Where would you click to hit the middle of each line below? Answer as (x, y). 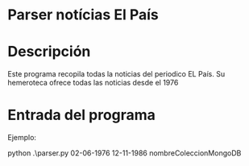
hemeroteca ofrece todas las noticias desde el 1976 (93, 83)
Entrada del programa (82, 115)
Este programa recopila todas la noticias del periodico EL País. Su (116, 74)
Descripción (49, 52)
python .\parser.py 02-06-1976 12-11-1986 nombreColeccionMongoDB (124, 153)
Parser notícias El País (83, 15)
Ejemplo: (22, 138)
